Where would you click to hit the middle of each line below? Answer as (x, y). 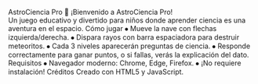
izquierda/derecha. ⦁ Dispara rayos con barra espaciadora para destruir (124, 37)
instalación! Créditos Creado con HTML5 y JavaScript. (96, 72)
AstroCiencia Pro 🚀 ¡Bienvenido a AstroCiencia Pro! (91, 12)
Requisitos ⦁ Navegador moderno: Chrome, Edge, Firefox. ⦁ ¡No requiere (125, 63)
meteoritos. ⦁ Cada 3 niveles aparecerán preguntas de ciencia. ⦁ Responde (129, 46)
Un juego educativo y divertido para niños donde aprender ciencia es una (127, 20)
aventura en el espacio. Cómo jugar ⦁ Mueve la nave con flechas (113, 28)
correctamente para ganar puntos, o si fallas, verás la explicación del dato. (129, 55)
